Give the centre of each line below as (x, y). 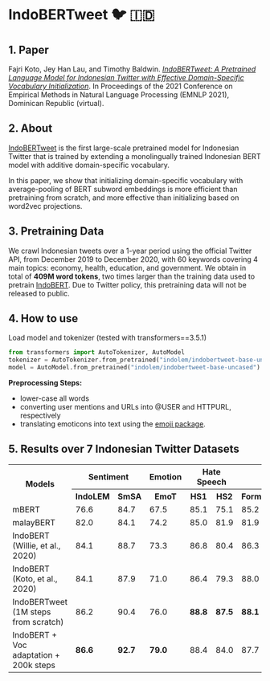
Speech (211, 482)
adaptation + (36, 654)
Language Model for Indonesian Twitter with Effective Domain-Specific (126, 77)
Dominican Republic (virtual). (56, 103)
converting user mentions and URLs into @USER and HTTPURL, (125, 407)
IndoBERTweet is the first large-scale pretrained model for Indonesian (124, 148)
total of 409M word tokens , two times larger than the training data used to (132, 276)
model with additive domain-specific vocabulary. (89, 165)
